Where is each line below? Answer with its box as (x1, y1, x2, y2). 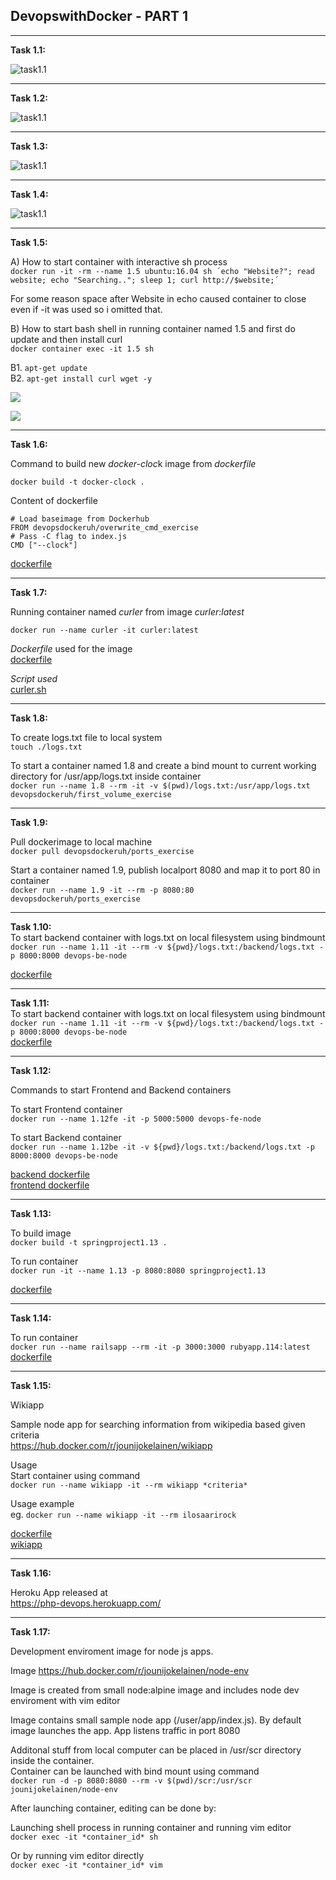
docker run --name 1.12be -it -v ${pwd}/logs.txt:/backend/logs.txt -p (10, 1142, 315, 1152)
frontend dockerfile (10, 1179, 90, 1191)
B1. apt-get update (10, 361, 88, 373)
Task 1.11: (10, 997, 50, 1009)
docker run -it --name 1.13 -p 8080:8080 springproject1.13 (10, 1265, 267, 1276)
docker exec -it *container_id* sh (10, 1832, 159, 1842)
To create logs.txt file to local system (10, 731, 163, 743)
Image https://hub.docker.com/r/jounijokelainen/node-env (10, 1664, 250, 1676)
